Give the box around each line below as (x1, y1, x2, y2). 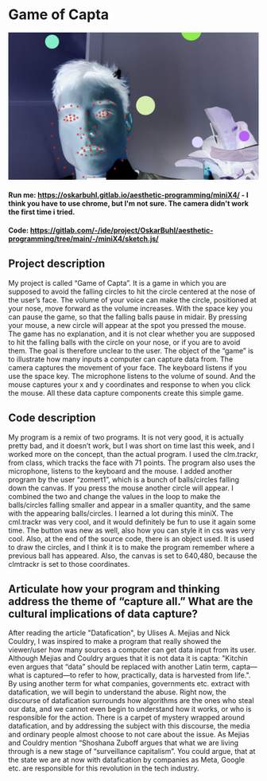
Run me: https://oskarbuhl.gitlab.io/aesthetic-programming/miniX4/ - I (8, 190, 249, 200)
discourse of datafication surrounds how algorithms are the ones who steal (8, 696, 254, 705)
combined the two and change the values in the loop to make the (8, 491, 221, 501)
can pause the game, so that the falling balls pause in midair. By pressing (8, 312, 248, 322)
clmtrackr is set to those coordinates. (8, 559, 130, 568)
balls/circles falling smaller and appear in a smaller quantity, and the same (8, 500, 250, 510)
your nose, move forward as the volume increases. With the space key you (8, 303, 253, 313)
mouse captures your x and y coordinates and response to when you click (8, 380, 251, 389)
